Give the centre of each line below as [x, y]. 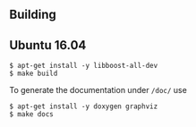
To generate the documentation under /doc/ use [98, 90]
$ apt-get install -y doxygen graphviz [84, 106]
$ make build [34, 74]
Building [33, 15]
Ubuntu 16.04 [48, 45]
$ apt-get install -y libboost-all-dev [84, 66]
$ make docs [31, 114]
